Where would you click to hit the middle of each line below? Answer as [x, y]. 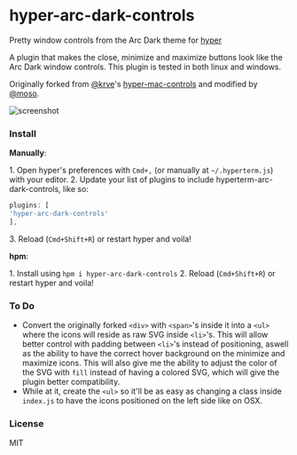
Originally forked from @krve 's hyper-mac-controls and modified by [134, 84]
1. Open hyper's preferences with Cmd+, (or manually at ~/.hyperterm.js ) [141, 171]
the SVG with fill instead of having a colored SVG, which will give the [151, 372]
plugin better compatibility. [71, 382]
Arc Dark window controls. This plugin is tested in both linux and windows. [145, 67]
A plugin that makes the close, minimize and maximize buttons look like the [146, 57]
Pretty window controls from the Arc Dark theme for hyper [116, 40]
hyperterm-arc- [244, 180]
